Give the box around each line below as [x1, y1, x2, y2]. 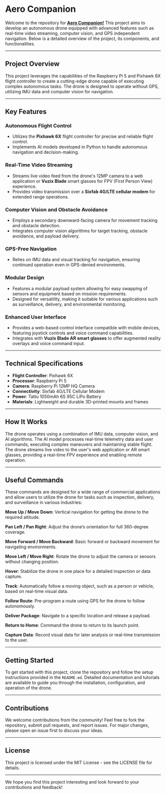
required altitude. [5, 515, 41, 520]
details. [5, 764, 20, 771]
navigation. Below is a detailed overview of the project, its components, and [5, 36, 160, 41]
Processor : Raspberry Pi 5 [12, 378, 67, 384]
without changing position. [5, 559, 59, 565]
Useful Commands [5, 476, 64, 484]
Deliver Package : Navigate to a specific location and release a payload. [5, 613, 151, 619]
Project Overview [5, 60, 60, 68]
